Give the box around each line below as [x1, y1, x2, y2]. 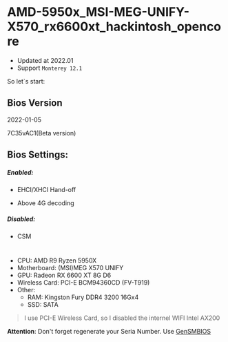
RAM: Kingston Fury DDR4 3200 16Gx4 [27, 293, 139, 301]
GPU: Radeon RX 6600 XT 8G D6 [17, 271, 112, 280]
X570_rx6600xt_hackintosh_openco [7, 19, 222, 35]
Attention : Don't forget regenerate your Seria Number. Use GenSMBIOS [7, 327, 211, 336]
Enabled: [7, 168, 34, 176]
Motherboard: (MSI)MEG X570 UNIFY [17, 264, 124, 272]
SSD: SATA [27, 301, 59, 309]
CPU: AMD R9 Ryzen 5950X [17, 256, 97, 265]
